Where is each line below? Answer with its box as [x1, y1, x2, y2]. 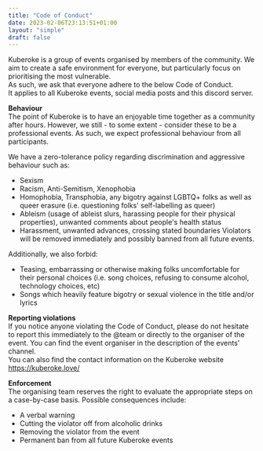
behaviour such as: [8, 160, 70, 170]
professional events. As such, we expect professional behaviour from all [8, 129, 241, 138]
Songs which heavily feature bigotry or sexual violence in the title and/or [19, 290, 254, 299]
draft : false [8, 33, 51, 42]
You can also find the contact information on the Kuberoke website [8, 355, 224, 365]
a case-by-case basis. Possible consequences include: [8, 395, 187, 405]
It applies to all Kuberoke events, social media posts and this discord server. [8, 88, 254, 98]
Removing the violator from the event [19, 427, 140, 437]
